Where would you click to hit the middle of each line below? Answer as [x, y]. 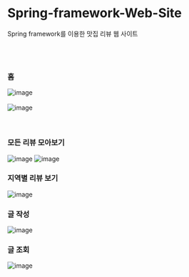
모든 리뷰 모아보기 [36, 142]
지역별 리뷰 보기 [33, 178]
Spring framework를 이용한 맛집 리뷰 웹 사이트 [73, 33]
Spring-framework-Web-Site [94, 13]
